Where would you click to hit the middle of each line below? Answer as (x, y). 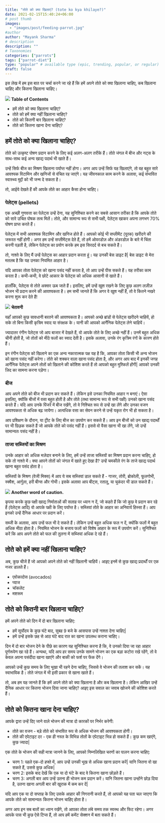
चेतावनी (17, 307)
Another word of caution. (37, 492)
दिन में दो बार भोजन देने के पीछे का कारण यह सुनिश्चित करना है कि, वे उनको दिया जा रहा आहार (78, 646)
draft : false (18, 69)
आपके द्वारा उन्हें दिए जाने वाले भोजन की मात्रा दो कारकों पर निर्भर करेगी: (59, 722)
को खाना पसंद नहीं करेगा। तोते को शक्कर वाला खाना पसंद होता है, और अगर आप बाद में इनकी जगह (82, 359)
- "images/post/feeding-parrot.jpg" (47, 28)
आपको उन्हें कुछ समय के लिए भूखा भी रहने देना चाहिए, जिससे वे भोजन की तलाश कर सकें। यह (78, 667)
